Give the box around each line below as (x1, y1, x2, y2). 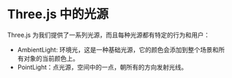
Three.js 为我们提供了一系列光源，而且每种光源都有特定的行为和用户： (7, 31, 210, 39)
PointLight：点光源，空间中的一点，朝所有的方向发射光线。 (17, 63, 188, 71)
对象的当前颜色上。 (23, 54, 79, 63)
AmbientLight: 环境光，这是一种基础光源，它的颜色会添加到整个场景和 (17, 45, 219, 54)
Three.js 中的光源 (7, 6, 109, 22)
